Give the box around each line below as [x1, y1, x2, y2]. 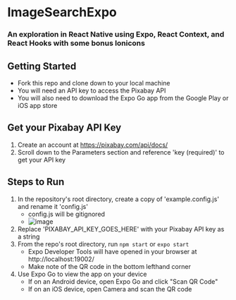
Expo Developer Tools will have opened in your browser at [27, 247, 197, 256]
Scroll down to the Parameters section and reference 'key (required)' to [17, 148, 225, 156]
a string [17, 232, 40, 241]
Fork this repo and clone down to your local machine [17, 78, 170, 87]
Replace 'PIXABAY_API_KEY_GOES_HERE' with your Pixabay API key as [17, 224, 225, 233]
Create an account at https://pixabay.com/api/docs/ [17, 140, 168, 149]
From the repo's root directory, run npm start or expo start [17, 239, 190, 248]
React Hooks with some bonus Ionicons [7, 38, 146, 48]
